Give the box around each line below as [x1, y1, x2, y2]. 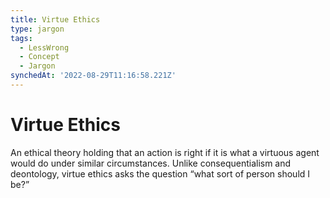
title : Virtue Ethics [10, 14, 101, 25]
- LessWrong [19, 42, 70, 53]
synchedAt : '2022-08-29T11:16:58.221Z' [10, 71, 177, 81]
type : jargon [10, 24, 65, 34]
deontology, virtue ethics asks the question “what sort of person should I [10, 167, 311, 180]
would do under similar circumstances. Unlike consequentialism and [10, 157, 292, 169]
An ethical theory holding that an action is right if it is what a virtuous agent [10, 146, 320, 158]
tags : [10, 33, 33, 43]
